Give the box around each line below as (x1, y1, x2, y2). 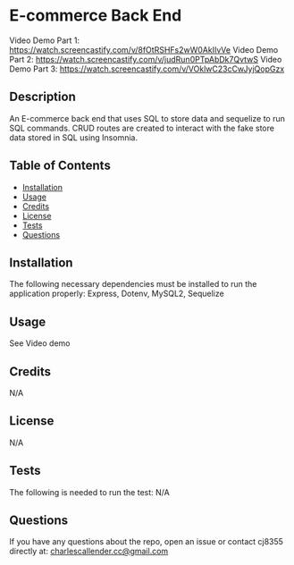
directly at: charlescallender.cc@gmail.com (9, 546, 169, 557)
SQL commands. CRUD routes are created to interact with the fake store (9, 122, 275, 133)
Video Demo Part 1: (9, 35, 80, 46)
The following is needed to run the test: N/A (9, 486, 170, 497)
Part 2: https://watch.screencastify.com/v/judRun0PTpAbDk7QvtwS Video (9, 54, 282, 64)
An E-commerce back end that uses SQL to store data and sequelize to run (9, 113, 286, 123)
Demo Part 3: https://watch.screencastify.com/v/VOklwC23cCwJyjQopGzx (9, 63, 285, 74)
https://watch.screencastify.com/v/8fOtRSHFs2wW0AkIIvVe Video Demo (9, 44, 279, 55)
